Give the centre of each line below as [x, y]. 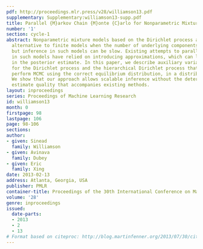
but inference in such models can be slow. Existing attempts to [96, 51]
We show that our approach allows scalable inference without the [97, 79]
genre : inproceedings [34, 203]
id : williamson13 [28, 102]
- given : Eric [24, 164]
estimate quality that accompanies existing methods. [81, 85]
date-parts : [27, 214]
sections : [19, 130]
